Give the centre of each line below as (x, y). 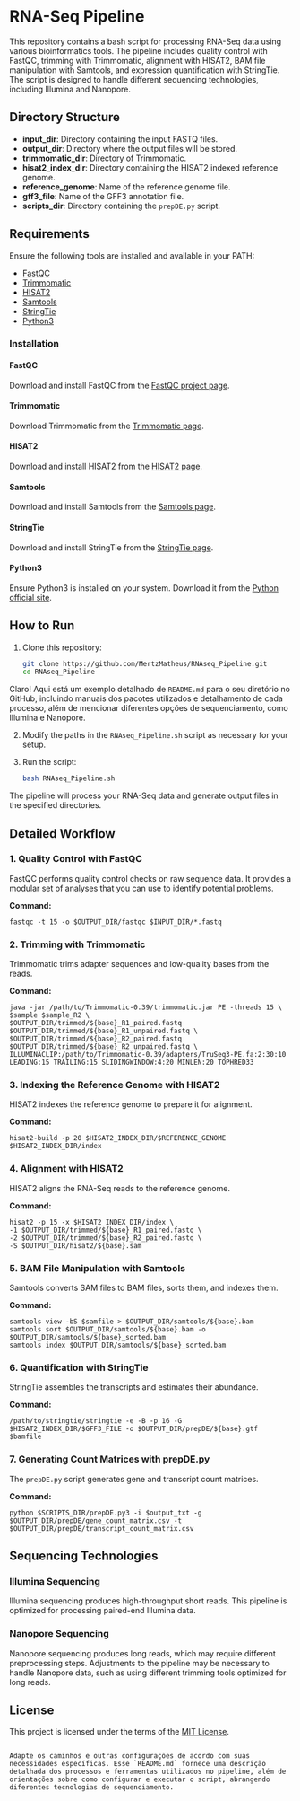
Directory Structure (65, 117)
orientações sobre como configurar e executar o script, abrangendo (140, 1779)
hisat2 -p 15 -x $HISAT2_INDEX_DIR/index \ (92, 1222)
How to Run (42, 626)
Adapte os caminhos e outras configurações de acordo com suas (130, 1756)
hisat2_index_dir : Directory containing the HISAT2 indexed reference (150, 167)
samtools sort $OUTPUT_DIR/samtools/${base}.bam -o (107, 1330)
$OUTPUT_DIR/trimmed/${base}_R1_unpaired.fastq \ (104, 1031)
